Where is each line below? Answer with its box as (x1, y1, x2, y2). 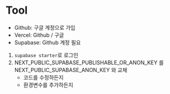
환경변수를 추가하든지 (23, 81, 74, 88)
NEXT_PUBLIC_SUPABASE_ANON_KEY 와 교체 (14, 66, 127, 73)
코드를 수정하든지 (23, 74, 64, 81)
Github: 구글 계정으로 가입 (14, 24, 76, 31)
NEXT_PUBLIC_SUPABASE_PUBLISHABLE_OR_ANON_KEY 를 (14, 59, 164, 66)
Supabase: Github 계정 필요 (14, 39, 81, 46)
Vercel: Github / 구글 (14, 31, 64, 39)
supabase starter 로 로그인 (14, 51, 78, 58)
